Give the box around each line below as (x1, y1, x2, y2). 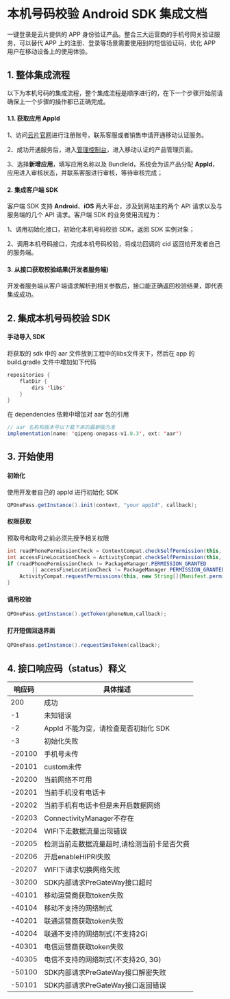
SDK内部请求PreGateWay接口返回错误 (44, 981, 166, 990)
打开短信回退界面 (7, 626, 55, 634)
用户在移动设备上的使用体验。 (7, 47, 91, 56)
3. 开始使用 (7, 451, 54, 463)
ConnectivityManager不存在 (44, 813, 135, 823)
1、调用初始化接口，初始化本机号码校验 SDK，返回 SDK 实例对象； (7, 225, 195, 234)
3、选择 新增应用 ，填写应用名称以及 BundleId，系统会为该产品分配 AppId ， (7, 160, 219, 168)
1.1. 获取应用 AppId (7, 114, 60, 123)
